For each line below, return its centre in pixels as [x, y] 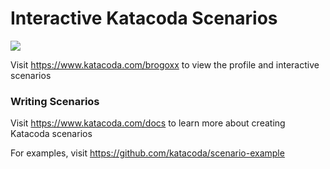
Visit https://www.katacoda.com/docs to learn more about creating [148, 123]
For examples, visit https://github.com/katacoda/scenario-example [147, 153]
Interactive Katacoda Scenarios [144, 18]
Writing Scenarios [55, 101]
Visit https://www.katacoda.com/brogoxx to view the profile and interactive [165, 64]
